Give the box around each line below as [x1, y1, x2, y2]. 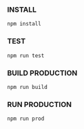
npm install [7, 21, 41, 28]
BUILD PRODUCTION [7, 68, 78, 77]
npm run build [7, 83, 48, 90]
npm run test [7, 52, 45, 59]
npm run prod [7, 115, 45, 122]
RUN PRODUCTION [7, 99, 72, 109]
